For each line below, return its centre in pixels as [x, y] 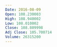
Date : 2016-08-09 [23, 10]
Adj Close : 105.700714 [28, 32]
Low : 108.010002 [22, 23]
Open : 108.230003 [23, 14]
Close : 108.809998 [24, 28]
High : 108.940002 [23, 19]
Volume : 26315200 [23, 37]
